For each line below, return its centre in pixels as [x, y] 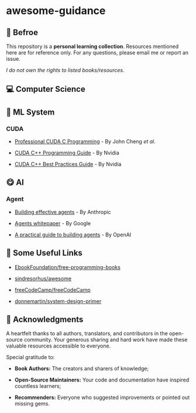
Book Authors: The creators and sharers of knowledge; [82, 369]
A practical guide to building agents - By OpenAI [73, 235]
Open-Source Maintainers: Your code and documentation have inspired [102, 380]
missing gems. [32, 404]
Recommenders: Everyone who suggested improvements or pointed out [102, 397]
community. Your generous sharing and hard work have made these [106, 340]
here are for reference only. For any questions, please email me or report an [97, 53]
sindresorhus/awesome [43, 278]
